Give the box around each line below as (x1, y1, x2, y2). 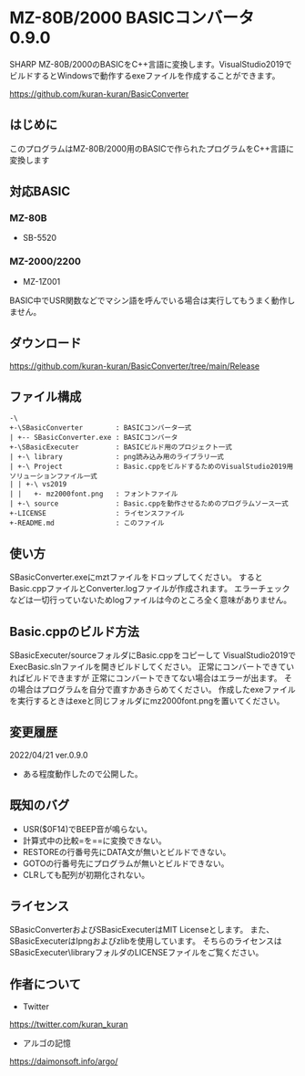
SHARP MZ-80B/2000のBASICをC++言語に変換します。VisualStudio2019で (9, 58, 293, 69)
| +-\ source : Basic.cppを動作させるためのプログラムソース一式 (9, 499, 289, 508)
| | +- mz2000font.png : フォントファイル (9, 489, 178, 499)
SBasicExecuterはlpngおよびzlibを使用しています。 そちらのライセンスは (9, 935, 282, 946)
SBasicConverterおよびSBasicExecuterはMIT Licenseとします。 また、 (9, 925, 275, 935)
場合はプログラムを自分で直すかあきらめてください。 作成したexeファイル (16, 684, 296, 695)
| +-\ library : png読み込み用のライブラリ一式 (9, 453, 225, 462)
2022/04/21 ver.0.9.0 (9, 749, 88, 760)
